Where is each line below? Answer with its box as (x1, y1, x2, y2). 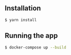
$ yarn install (5, 17, 37, 22)
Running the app (5, 31, 58, 40)
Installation (5, 4, 41, 13)
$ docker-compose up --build (5, 45, 66, 50)
